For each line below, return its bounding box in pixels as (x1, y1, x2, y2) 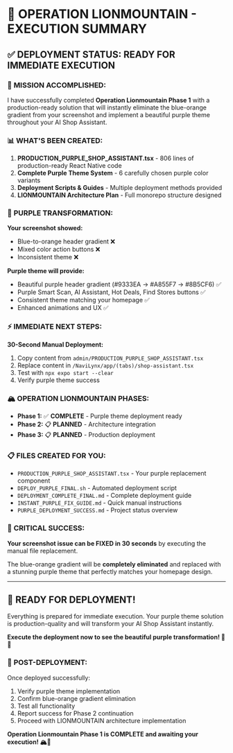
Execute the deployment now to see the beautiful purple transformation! (7, 633, 221, 641)
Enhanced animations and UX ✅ (17, 304, 109, 312)
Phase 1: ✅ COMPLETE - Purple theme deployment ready (17, 412, 182, 420)
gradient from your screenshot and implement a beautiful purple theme (7, 110, 210, 119)
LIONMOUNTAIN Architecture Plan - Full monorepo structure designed (17, 191, 222, 200)
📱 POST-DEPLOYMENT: (7, 658, 88, 668)
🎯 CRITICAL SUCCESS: (7, 523, 85, 533)
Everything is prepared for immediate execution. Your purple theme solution (7, 612, 224, 621)
